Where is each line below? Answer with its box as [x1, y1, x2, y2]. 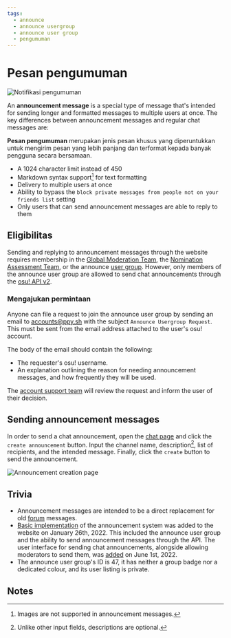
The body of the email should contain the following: [7, 345, 153, 353]
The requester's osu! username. [16, 359, 109, 367]
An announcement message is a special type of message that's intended [7, 101, 216, 110]
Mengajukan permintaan [7, 294, 91, 304]
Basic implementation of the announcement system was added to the [16, 521, 214, 530]
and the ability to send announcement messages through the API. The [16, 536, 215, 544]
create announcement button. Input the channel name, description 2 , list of [7, 439, 214, 449]
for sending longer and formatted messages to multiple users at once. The [7, 109, 218, 117]
